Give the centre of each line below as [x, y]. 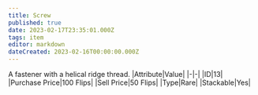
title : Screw [30, 15]
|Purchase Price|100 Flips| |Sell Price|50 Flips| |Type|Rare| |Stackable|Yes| [129, 82]
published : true [35, 23]
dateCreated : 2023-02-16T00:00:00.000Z [74, 52]
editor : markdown [37, 45]
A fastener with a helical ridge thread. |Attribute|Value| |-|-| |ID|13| [116, 74]
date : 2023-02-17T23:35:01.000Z [61, 30]
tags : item [26, 37]
